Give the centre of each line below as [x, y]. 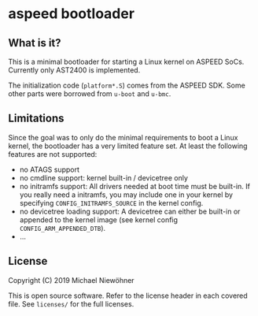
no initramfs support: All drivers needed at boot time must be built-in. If [135, 186]
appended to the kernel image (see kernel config [99, 219]
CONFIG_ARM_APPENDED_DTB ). [63, 228]
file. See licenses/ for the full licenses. [71, 303]
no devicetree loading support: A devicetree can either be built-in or [130, 211]
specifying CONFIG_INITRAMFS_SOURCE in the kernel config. [111, 203]
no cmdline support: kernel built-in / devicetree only [104, 177]
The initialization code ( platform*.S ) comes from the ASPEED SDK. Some [127, 85]
